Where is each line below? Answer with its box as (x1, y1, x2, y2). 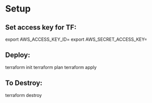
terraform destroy (5, 92, 42, 98)
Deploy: (5, 51, 30, 59)
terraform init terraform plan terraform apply (5, 64, 97, 70)
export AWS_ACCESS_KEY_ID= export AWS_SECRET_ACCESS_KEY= (5, 36, 147, 42)
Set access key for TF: (5, 23, 77, 32)
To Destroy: (5, 79, 43, 87)
